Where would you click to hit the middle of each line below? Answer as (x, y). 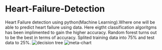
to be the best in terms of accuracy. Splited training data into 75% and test (80, 37)
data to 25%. (18, 42)
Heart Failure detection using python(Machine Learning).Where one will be (80, 22)
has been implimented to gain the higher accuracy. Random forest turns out (81, 32)
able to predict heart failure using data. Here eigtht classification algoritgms (81, 27)
